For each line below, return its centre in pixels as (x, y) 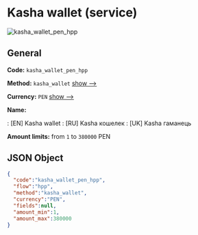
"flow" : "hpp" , (33, 187)
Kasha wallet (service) (72, 13)
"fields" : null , (35, 205)
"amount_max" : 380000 (42, 219)
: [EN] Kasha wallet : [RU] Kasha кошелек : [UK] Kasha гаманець (99, 123)
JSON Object (35, 158)
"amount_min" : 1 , (36, 212)
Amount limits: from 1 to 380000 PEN (59, 136)
